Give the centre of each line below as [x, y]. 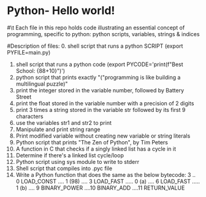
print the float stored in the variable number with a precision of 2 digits [105, 103]
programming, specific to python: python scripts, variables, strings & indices [103, 34]
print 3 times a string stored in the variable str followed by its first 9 [101, 110]
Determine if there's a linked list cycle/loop [70, 155]
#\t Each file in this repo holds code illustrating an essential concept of [96, 28]
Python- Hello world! [61, 11]
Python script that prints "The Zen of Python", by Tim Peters [92, 142]
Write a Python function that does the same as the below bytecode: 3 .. [105, 174]
